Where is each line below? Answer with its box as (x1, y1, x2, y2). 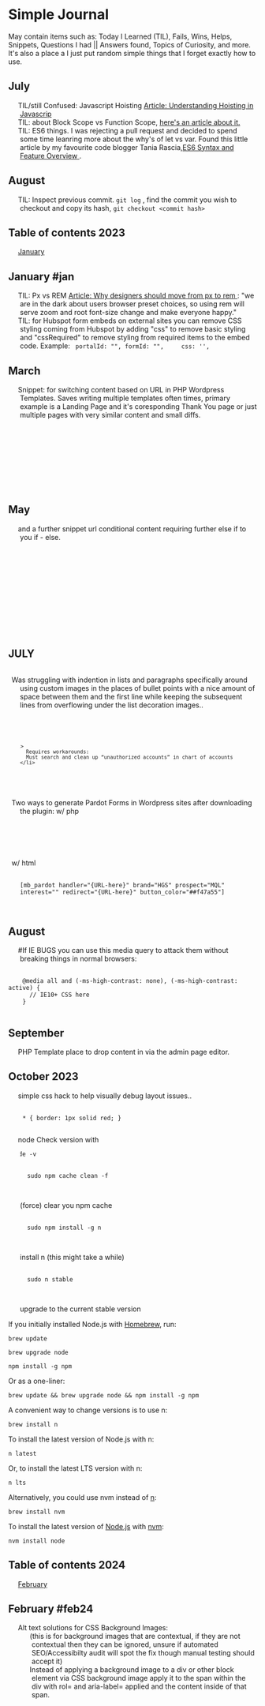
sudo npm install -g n (27, 1224, 102, 1232)
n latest (8, 1449, 37, 1457)
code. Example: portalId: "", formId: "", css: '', (19, 341, 211, 351)
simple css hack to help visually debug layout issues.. (17, 1091, 192, 1100)
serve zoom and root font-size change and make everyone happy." (19, 308, 237, 317)
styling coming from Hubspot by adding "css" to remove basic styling (19, 324, 246, 334)
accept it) (31, 1656, 63, 1667)
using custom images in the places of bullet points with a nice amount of (19, 683, 256, 692)
